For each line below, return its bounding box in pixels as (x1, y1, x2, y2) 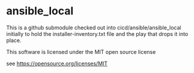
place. (6, 36, 22, 44)
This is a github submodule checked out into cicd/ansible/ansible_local (6, 24, 181, 31)
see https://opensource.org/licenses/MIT (6, 60, 108, 67)
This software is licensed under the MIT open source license (6, 48, 156, 55)
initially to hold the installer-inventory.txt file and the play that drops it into (6, 30, 189, 37)
